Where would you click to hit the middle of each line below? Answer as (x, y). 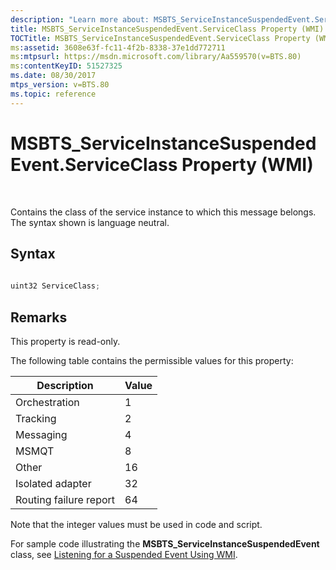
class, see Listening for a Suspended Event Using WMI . (124, 554)
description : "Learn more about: (80, 19)
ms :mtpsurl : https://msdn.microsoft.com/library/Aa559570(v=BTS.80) (156, 57)
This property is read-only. (65, 341)
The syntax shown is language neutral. (90, 222)
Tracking (36, 418)
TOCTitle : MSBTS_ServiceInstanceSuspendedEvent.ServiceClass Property (160, 38)
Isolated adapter (53, 483)
